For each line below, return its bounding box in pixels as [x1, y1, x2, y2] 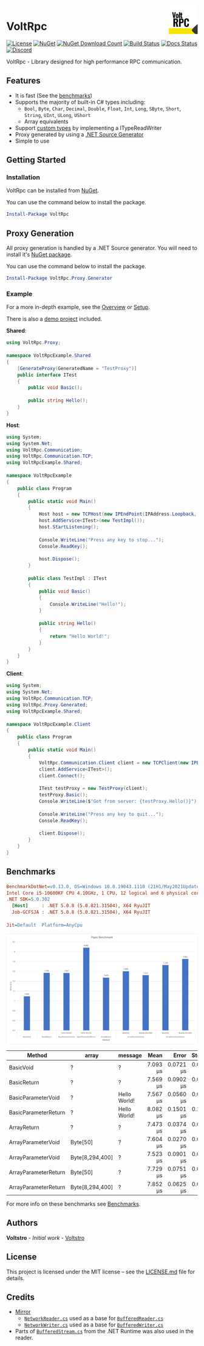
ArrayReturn [8, 1123, 39, 1131]
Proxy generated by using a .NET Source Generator [15, 130, 144, 138]
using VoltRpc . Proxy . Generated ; [6, 702, 88, 708]
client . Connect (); [38, 772, 86, 778]
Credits [6, 1292, 35, 1303]
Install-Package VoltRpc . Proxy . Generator [6, 276, 113, 282]
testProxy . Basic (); [38, 792, 88, 798]
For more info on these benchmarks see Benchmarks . [6, 1200, 141, 1208]
